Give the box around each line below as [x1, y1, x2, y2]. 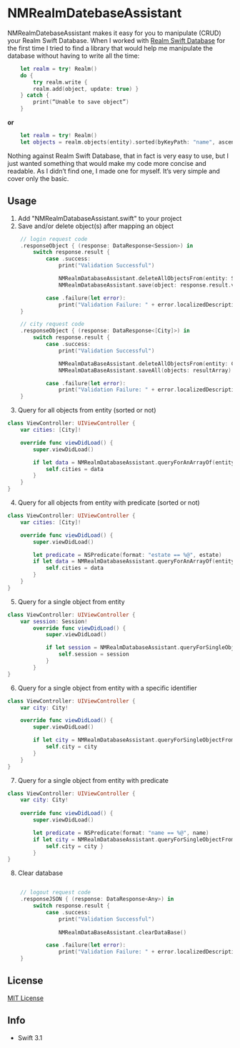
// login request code [20, 235, 88, 242]
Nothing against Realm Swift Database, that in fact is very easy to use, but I [7, 152, 229, 160]
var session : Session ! [20, 618, 88, 625]
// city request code [20, 320, 84, 328]
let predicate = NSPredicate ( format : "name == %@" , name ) [33, 829, 209, 836]
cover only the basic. [7, 174, 69, 183]
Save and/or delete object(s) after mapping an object [17, 222, 174, 230]
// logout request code [20, 889, 91, 896]
